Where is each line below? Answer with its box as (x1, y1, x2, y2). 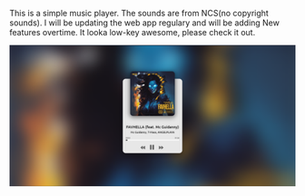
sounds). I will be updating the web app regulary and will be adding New (9, 17, 280, 28)
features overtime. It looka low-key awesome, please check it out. (9, 27, 256, 37)
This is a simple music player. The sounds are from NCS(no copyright (9, 8, 270, 18)
